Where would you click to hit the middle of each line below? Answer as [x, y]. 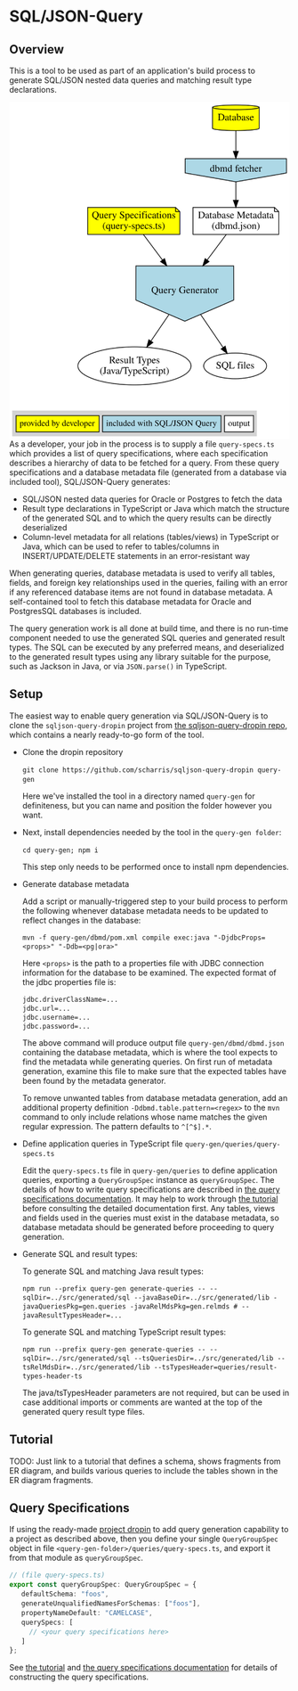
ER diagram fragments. [51, 1480]
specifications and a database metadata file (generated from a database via [148, 472]
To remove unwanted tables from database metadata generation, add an [155, 1097]
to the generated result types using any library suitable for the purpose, [140, 657]
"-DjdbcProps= [239, 938]
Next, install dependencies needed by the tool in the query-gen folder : [152, 832]
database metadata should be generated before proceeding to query [148, 1227]
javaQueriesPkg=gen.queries [74, 1306]
